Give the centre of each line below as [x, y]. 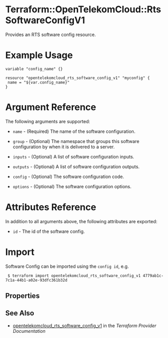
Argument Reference [51, 107]
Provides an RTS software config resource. [51, 34]
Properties [23, 296]
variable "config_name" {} [34, 69]
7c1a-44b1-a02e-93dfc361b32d [36, 280]
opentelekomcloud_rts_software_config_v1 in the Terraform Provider [85, 325]
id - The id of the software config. [49, 231]
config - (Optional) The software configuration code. [68, 176]
